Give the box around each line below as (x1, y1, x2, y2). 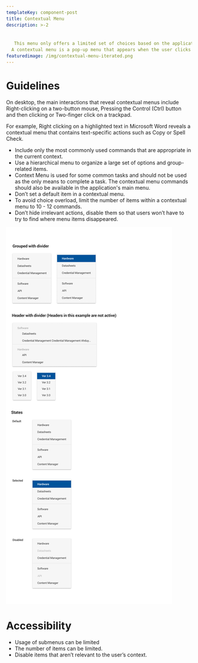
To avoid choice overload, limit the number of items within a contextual (14, 196, 187, 203)
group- (167, 159, 184, 166)
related (14, 165, 32, 172)
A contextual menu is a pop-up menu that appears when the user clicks (11, 47, 192, 53)
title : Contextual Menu (6, 15, 65, 22)
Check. (6, 135, 24, 142)
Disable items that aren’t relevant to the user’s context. (14, 651, 147, 658)
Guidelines (6, 79, 60, 93)
